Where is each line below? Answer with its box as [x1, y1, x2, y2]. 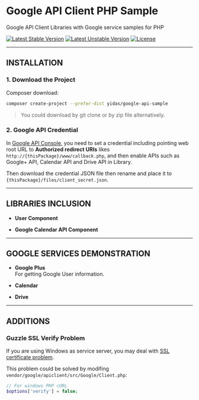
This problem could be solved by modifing [6, 365, 110, 372]
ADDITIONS [6, 316, 50, 326]
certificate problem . [6, 354, 54, 361]
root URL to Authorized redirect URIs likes [6, 146, 110, 153]
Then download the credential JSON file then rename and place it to [6, 170, 172, 177]
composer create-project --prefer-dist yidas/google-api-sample [6, 101, 168, 107]
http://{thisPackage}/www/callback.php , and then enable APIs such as [6, 152, 179, 159]
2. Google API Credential [6, 126, 78, 134]
